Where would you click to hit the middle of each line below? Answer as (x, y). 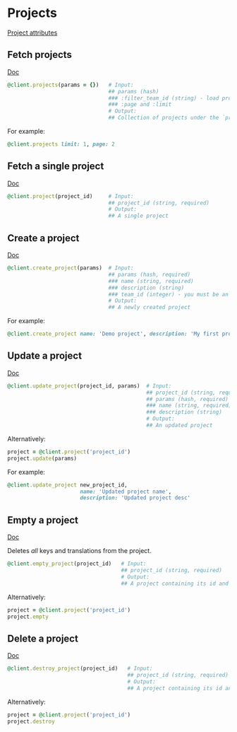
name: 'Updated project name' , (126, 492)
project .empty (28, 617)
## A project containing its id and (175, 583)
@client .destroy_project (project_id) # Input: (80, 669)
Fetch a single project (56, 167)
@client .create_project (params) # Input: (71, 268)
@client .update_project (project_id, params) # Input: (90, 386)
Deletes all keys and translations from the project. (79, 551)
